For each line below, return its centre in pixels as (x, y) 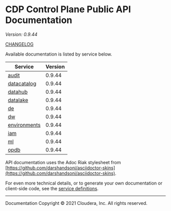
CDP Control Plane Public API (68, 9)
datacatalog (22, 84)
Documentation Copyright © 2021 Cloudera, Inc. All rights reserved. (76, 203)
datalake (18, 100)
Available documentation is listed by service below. (59, 54)
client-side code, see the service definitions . (52, 188)
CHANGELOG (20, 44)
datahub (18, 92)
